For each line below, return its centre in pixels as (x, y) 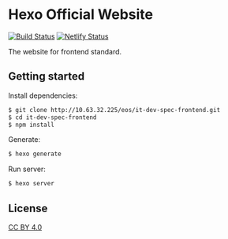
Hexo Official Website (81, 15)
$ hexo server (32, 184)
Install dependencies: (43, 95)
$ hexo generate (35, 154)
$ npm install (32, 125)
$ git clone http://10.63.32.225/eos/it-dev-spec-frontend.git (114, 110)
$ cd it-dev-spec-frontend (52, 117)
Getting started (47, 77)
